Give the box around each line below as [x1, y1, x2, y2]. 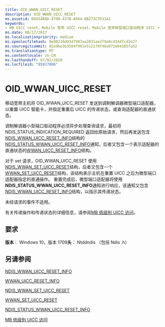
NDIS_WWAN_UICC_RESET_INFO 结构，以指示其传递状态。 [5, 189, 124, 195]
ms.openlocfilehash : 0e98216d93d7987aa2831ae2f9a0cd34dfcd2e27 [5, 39, 137, 44]
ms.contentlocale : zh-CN [5, 53, 56, 58]
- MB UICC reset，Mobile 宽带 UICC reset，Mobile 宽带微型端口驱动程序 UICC [5, 26, 156, 30]
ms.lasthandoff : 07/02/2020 [5, 58, 63, 62]
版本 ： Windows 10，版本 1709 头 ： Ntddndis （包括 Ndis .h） [5, 239, 130, 245]
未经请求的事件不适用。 [5, 199, 53, 205]
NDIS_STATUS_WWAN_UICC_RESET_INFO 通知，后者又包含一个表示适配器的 [5, 141, 160, 148]
